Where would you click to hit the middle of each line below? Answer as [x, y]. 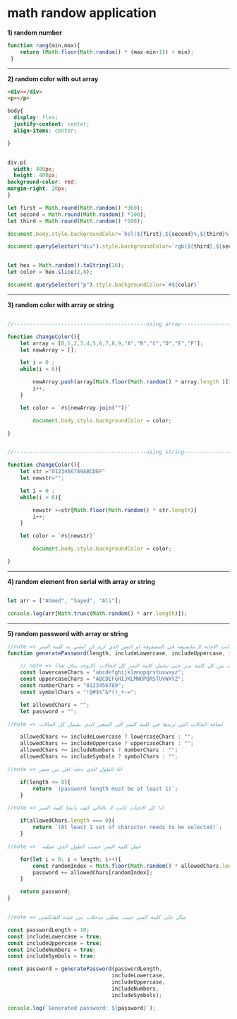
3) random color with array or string [61, 304]
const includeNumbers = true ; [52, 950]
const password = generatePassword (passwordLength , [85, 969]
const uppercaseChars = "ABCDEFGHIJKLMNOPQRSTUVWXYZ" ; [102, 679]
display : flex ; [36, 118]
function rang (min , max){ [44, 45]
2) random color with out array [53, 78]
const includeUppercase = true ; [55, 943]
